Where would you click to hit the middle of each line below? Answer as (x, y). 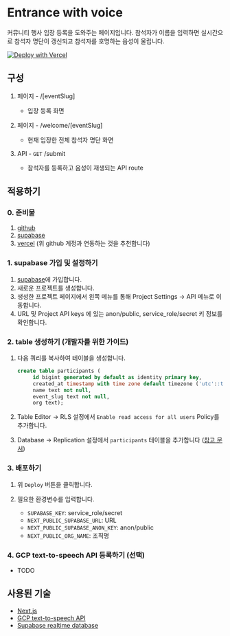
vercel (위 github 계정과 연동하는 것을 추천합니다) (83, 243)
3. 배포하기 (24, 468)
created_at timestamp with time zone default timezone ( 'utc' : (125, 384)
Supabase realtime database (57, 625)
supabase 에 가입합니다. (49, 279)
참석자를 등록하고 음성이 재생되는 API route (85, 168)
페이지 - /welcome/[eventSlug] (60, 125)
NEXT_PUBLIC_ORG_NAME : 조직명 (68, 535)
